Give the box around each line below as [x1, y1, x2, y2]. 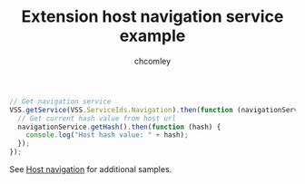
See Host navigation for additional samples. [9, 164, 172, 175]
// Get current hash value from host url [17, 113, 177, 123]
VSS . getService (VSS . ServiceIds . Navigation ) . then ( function [9, 105, 233, 114]
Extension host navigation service [21, 6, 284, 27]
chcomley [133, 55, 172, 66]
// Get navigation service [9, 97, 112, 106]
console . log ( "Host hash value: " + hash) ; [25, 131, 189, 140]
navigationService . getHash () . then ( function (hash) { [17, 122, 221, 131]
